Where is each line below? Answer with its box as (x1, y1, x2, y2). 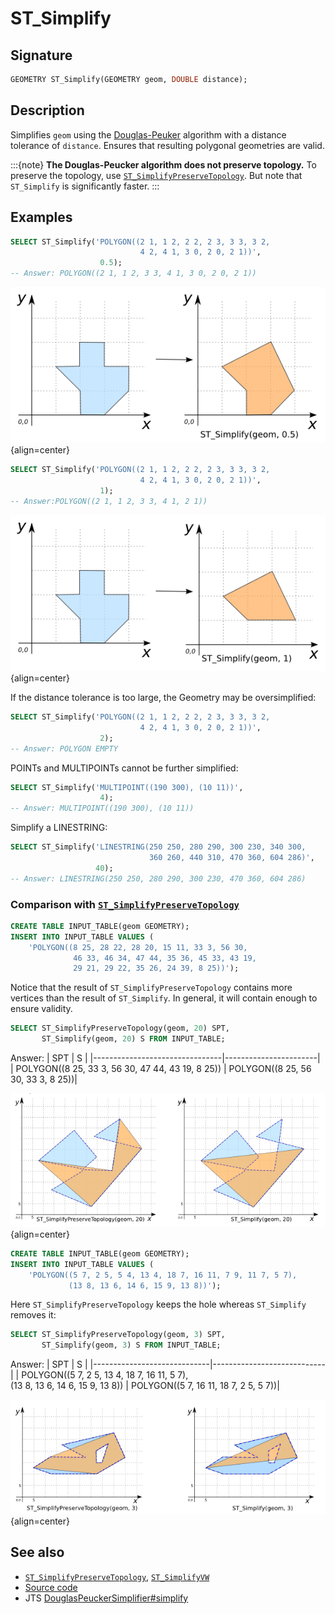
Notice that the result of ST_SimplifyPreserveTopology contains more (10, 982, 293, 994)
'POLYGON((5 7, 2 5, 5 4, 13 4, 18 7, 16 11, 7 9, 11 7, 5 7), (28, 1270, 298, 1280)
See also (10, 1544, 65, 1561)
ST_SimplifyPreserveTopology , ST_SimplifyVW (24, 1570, 210, 1582)
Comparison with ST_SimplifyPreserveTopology (10, 897, 240, 911)
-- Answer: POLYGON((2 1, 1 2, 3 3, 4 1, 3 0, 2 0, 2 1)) (10, 268, 257, 279)
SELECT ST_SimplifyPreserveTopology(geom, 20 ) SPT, (10, 1023, 230, 1034)
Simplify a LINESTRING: (10, 822, 108, 834)
